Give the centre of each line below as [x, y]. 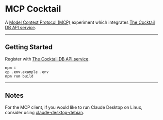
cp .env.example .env [27, 72]
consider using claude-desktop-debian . [45, 112]
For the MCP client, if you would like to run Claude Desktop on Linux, [74, 107]
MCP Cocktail [33, 9]
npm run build [19, 76]
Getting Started [29, 47]
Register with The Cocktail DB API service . [47, 59]
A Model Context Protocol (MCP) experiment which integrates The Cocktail [80, 22]
